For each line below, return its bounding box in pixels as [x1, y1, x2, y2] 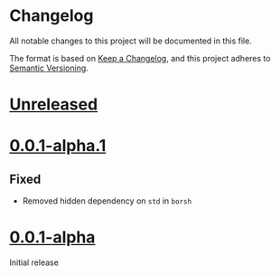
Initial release [9, 257, 59, 268]
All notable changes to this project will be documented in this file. [9, 35, 253, 46]
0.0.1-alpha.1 [9, 136, 107, 156]
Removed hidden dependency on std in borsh [22, 195, 192, 206]
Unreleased [9, 94, 98, 115]
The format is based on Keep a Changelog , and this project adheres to [9, 52, 271, 63]
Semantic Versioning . [9, 62, 89, 73]
